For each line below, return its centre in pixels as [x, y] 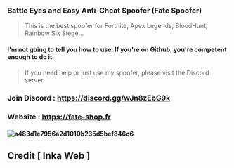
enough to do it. [31, 57]
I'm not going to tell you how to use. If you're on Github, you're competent [117, 49]
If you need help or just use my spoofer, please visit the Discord [117, 72]
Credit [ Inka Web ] [49, 156]
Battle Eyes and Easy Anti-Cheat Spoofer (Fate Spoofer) [105, 11]
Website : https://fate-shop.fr [59, 117]
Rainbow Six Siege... [54, 33]
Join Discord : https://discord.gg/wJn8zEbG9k [89, 98]
